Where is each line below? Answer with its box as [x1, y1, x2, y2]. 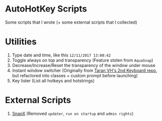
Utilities [5, 36, 37, 47]
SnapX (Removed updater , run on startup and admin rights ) [12, 110, 134, 116]
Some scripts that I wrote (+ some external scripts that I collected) [5, 19, 137, 25]
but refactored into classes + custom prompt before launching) [12, 72, 138, 78]
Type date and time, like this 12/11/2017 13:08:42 [12, 52, 111, 58]
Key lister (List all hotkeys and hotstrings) [12, 78, 95, 83]
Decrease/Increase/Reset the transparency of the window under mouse [12, 62, 156, 68]
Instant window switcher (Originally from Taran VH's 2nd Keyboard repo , [12, 67, 158, 73]
